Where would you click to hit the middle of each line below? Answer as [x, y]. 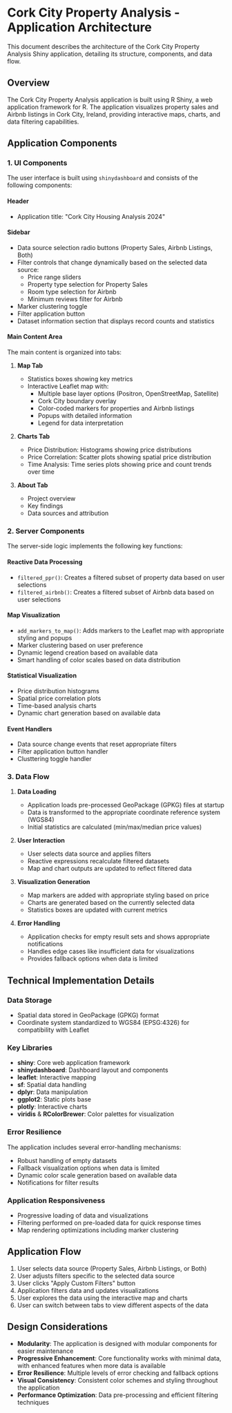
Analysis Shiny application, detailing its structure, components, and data [110, 54]
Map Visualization [34, 615]
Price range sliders [54, 277]
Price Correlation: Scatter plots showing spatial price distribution [119, 457]
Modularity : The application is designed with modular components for [117, 1343]
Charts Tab [33, 436]
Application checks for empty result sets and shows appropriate [119, 936]
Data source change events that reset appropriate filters [97, 744]
